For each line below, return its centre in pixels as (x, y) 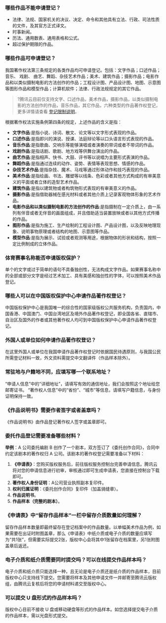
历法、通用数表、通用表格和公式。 (47, 38)
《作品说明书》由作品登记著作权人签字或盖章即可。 (57, 422)
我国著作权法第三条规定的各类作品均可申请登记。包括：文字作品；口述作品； (83, 70)
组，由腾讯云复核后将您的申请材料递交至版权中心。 (57, 583)
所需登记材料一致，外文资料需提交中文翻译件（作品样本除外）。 (69, 358)
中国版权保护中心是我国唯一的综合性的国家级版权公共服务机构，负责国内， (81, 308)
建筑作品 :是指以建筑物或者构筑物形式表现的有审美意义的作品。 (76, 188)
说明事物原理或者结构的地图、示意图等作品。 (66, 231)
